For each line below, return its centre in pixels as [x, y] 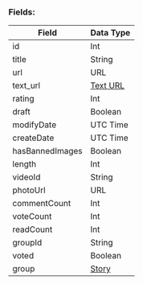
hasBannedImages [47, 151]
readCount [33, 229]
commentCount [42, 204]
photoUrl [29, 190]
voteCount [32, 217]
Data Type [110, 33]
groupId [27, 242]
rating [23, 99]
